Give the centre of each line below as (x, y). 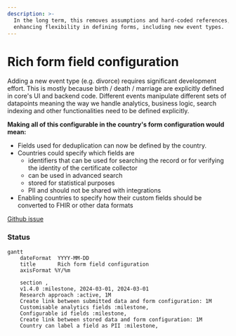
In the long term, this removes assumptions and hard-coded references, (122, 20)
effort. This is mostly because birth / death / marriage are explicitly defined (116, 89)
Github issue (26, 219)
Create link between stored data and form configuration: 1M (111, 319)
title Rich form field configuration (85, 264)
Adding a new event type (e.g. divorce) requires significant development (112, 81)
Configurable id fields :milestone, (74, 314)
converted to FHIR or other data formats (75, 205)
